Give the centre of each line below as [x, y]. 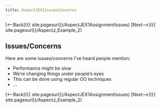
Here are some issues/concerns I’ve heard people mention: [68, 58]
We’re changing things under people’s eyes [58, 74]
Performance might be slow [42, 68]
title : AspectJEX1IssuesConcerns [41, 10]
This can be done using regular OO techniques [62, 79]
